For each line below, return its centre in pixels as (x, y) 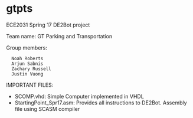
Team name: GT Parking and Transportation (59, 36)
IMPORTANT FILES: (30, 85)
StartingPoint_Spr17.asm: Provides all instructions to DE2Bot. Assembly (101, 103)
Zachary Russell (31, 69)
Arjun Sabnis (27, 64)
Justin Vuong (27, 74)
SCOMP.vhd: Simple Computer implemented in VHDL (79, 96)
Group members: (27, 47)
